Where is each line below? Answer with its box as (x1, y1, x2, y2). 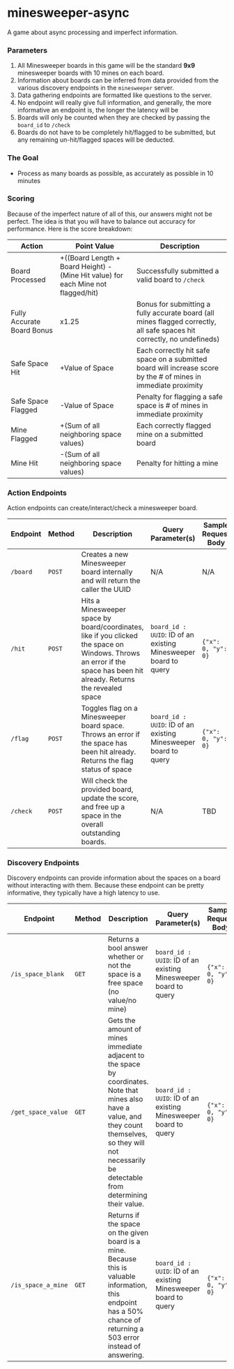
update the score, (81, 793, 139, 803)
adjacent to (107, 1050, 145, 1060)
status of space (81, 765, 132, 774)
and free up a (81, 802, 125, 812)
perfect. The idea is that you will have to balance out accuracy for (7, 217, 196, 225)
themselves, (107, 1129, 148, 1139)
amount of (107, 1024, 141, 1034)
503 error (107, 1333, 140, 1342)
